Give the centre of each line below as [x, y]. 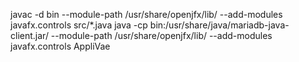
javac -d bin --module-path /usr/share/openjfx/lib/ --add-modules [146, 14]
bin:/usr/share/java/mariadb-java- [219, 25]
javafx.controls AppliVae [60, 46]
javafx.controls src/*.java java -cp [79, 25]
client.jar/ [29, 35]
